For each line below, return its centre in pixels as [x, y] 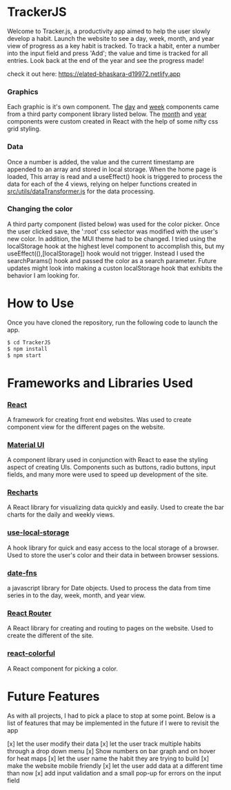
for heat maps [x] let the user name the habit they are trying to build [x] [108, 758]
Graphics [23, 92]
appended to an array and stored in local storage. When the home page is [112, 169]
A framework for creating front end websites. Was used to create [99, 419]
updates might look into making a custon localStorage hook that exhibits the [115, 268]
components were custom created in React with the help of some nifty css [113, 122]
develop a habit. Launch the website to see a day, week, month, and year [111, 38]
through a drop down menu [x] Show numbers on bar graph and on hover [111, 751]
